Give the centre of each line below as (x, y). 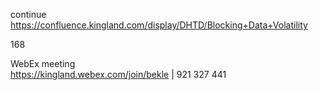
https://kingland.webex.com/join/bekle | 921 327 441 (118, 74)
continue (28, 14)
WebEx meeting (43, 63)
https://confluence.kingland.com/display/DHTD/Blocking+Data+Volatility (159, 25)
